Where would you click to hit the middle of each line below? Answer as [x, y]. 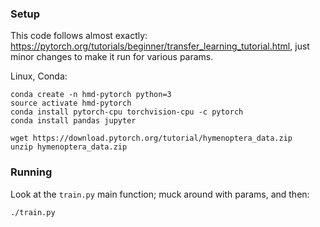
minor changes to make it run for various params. [112, 57]
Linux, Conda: [39, 76]
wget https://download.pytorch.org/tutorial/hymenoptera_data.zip [151, 138]
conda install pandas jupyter [73, 121]
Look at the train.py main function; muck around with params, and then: [160, 194]
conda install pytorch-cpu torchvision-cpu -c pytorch [127, 112]
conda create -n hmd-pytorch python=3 [91, 95]
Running [31, 172]
